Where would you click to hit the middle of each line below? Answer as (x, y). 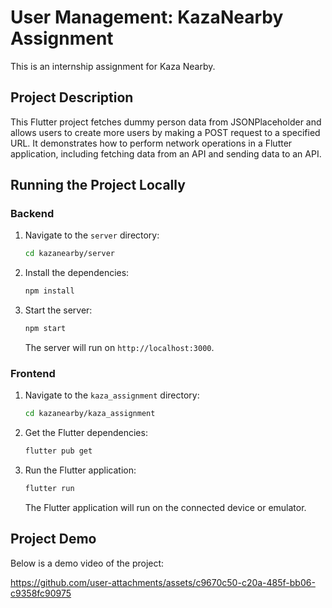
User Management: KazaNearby (147, 17)
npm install (49, 291)
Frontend (33, 373)
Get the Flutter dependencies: (86, 433)
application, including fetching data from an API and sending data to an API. (166, 153)
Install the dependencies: (77, 273)
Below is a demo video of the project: (87, 563)
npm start (45, 329)
